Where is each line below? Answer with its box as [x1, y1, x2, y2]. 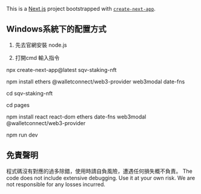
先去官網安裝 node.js [15, 41, 67, 48]
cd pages [6, 101, 30, 108]
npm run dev [6, 131, 38, 138]
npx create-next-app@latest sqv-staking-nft [6, 66, 117, 73]
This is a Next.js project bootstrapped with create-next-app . [6, 5, 156, 12]
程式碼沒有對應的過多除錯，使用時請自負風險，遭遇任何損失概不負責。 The [6, 167, 193, 175]
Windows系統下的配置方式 [6, 24, 107, 34]
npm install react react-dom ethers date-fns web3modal [6, 113, 147, 120]
